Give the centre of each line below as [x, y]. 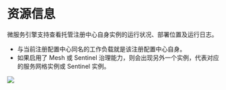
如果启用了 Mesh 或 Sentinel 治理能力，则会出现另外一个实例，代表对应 [118, 57]
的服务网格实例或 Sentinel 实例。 [63, 66]
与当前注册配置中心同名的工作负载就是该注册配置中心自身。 [101, 49]
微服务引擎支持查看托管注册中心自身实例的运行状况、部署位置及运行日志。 [112, 34]
